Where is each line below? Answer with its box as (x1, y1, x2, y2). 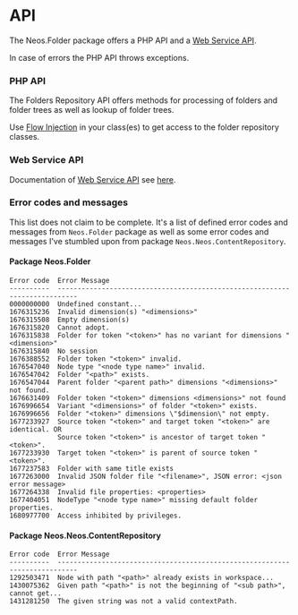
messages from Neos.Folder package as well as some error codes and (9, 226, 269, 237)
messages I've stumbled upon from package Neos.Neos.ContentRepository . (9, 235, 286, 246)
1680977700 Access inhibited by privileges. (9, 511, 182, 520)
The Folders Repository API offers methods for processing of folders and (9, 95, 278, 106)
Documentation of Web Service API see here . (9, 174, 176, 184)
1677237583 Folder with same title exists (9, 465, 175, 474)
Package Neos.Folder (9, 256, 91, 267)
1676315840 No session (9, 346, 98, 356)
